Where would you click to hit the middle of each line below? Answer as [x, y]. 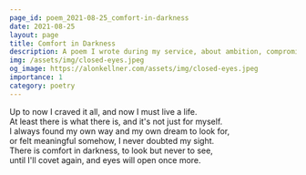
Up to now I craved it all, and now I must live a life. [103, 111]
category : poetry [42, 86]
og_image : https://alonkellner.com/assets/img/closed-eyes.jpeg [134, 69]
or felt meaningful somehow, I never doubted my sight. [112, 140]
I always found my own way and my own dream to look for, [120, 131]
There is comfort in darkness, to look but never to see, [112, 150]
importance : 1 [36, 77]
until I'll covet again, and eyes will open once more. [106, 160]
